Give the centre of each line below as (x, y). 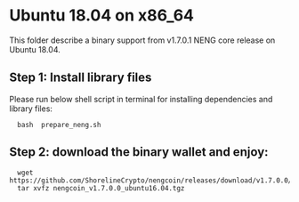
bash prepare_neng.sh (59, 125)
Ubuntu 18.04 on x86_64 (101, 16)
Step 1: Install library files (81, 78)
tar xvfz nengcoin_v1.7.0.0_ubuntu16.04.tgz (101, 188)
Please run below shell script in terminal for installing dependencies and (141, 99)
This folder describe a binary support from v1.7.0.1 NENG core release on (142, 40)
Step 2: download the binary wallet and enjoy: (139, 152)
